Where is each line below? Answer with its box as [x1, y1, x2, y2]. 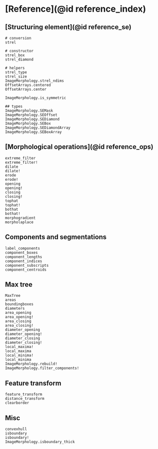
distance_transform [5, 396, 45, 401]
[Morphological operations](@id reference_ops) [5, 143, 154, 151]
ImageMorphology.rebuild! [5, 362, 57, 367]
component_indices [5, 258, 42, 264]
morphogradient [5, 215, 36, 220]
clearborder [5, 401, 29, 406]
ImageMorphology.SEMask [5, 108, 53, 113]
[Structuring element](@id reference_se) [5, 23, 132, 31]
